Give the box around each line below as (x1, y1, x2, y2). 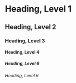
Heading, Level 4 (5, 50, 39, 55)
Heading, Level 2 (5, 23, 56, 31)
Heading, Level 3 (5, 37, 45, 44)
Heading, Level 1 (5, 3, 72, 15)
